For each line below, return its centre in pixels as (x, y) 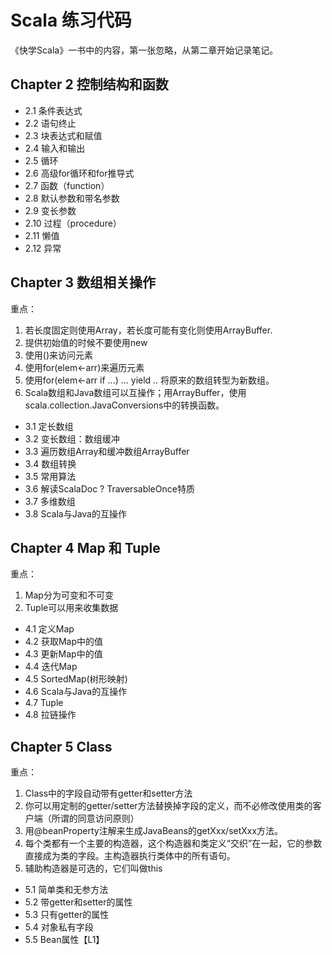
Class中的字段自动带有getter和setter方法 (108, 793)
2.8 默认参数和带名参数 (72, 198)
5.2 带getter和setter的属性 (78, 902)
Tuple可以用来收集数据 (71, 608)
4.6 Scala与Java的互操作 (76, 692)
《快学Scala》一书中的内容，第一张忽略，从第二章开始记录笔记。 (144, 50)
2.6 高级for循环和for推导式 (79, 173)
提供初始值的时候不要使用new (86, 342)
